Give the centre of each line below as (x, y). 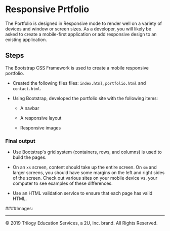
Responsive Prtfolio (47, 9)
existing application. (26, 40)
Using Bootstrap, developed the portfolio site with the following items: (85, 98)
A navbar (30, 108)
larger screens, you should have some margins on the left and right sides (89, 173)
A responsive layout (41, 118)
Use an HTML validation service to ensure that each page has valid (82, 193)
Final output (20, 141)
